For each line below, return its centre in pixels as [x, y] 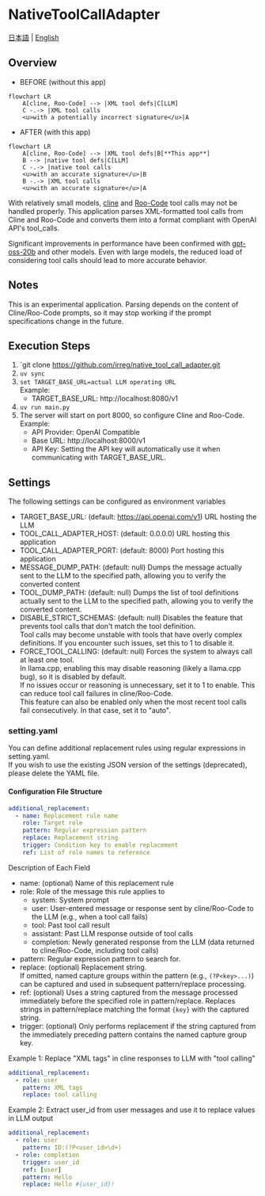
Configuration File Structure [55, 792]
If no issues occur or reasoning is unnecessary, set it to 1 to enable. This [137, 685]
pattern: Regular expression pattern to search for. [100, 958]
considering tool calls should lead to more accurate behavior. [108, 260]
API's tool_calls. [34, 228]
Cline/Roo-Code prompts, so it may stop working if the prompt [110, 312]
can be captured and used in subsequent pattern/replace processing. [133, 984]
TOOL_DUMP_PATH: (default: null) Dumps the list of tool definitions [129, 592]
